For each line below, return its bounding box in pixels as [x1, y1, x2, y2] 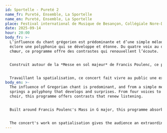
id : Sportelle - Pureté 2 [5, 7, 59, 12]
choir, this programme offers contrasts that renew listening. [9, 94, 143, 99]
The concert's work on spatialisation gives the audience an [9, 120, 139, 126]
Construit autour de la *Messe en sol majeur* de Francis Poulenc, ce [9, 62, 159, 67]
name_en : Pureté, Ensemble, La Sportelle [5, 16, 92, 21]
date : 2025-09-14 [5, 26, 41, 31]
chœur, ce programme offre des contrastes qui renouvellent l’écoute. [9, 49, 159, 54]
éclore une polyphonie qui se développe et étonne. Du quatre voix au [9, 44, 159, 49]
